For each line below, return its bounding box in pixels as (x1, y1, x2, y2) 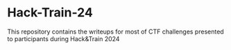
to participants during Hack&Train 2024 (7, 34, 120, 42)
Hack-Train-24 (7, 5, 94, 21)
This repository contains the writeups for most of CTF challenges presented (7, 27, 224, 36)
